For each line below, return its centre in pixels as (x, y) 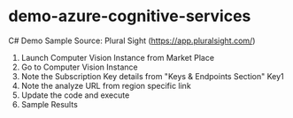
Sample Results (50, 104)
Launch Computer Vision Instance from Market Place (117, 57)
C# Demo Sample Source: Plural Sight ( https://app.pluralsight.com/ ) (132, 41)
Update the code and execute (75, 95)
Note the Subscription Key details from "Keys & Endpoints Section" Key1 (152, 76)
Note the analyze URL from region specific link (106, 85)
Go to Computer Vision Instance (79, 67)
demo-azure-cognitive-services (130, 16)
